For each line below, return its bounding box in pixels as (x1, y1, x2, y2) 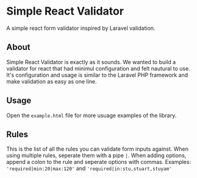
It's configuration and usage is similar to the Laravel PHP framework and (6, 71, 188, 79)
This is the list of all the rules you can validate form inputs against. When (6, 145, 189, 153)
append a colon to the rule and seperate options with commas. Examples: (6, 158, 191, 166)
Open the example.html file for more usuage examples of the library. (6, 112, 177, 119)
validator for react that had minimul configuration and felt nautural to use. (6, 65, 190, 72)
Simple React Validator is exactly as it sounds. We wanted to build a (6, 58, 176, 65)
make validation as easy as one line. (6, 77, 97, 85)
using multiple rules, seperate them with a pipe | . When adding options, (6, 152, 187, 159)
